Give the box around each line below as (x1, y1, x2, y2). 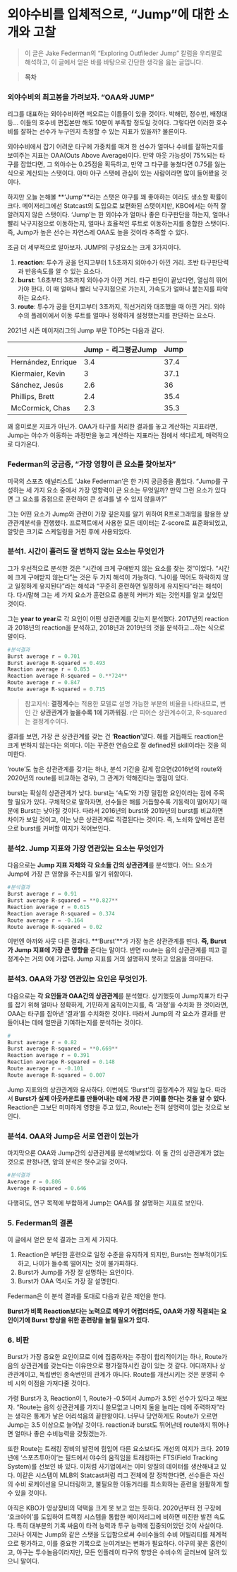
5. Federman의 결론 (7, 1218, 73, 1227)
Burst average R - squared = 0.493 (7, 659, 106, 666)
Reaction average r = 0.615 (7, 903, 90, 911)
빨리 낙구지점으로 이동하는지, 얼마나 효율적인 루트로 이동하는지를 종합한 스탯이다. (7, 219, 230, 228)
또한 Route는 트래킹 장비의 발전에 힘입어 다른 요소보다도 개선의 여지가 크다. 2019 (7, 1445, 230, 1453)
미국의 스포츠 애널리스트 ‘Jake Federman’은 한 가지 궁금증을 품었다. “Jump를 (7, 477, 221, 485)
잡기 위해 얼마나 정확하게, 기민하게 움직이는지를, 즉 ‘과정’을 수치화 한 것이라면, (14, 1000, 229, 1009)
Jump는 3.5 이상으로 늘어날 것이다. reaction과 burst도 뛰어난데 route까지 (7, 1421, 211, 1429)
